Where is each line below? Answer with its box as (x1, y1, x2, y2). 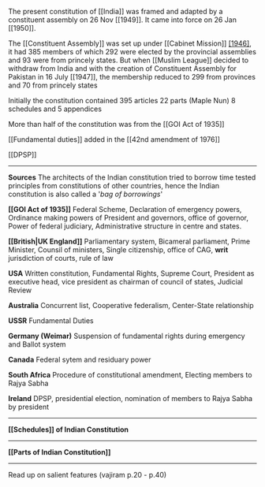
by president (8, 402, 50, 411)
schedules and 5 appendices (8, 104, 103, 113)
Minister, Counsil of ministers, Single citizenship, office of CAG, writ (8, 245, 229, 255)
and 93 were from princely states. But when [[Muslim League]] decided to (8, 55, 249, 65)
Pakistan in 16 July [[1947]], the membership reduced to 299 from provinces (8, 72, 256, 81)
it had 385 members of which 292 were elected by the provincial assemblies (8, 47, 256, 56)
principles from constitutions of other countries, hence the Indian (8, 181, 220, 190)
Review (8, 285, 32, 295)
